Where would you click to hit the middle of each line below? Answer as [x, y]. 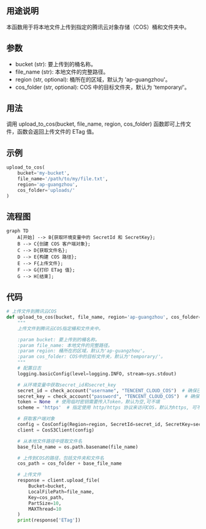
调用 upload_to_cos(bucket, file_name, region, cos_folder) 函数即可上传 [96, 124]
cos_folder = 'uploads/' [46, 190]
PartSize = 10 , [45, 503]
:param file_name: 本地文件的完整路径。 [65, 345]
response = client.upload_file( [59, 481]
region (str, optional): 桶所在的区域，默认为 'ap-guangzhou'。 [93, 79]
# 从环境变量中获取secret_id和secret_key [67, 385]
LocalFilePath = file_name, [62, 492]
